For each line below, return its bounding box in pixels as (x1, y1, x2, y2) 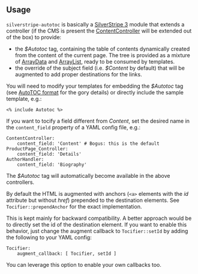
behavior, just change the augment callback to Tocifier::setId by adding (6, 227, 188, 234)
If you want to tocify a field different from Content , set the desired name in (6, 117, 190, 124)
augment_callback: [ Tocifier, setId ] (17, 251, 117, 257)
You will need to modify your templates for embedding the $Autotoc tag (6, 82, 184, 90)
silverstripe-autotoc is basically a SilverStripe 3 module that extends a (6, 20, 185, 28)
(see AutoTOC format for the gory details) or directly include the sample (6, 88, 184, 96)
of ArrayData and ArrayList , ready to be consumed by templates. (14, 58, 175, 65)
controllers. (6, 178, 35, 186)
